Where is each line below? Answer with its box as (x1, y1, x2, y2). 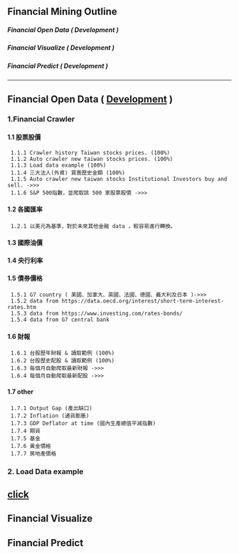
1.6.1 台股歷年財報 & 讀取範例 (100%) (10, 350, 115, 357)
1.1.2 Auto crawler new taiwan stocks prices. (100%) (10, 155, 174, 162)
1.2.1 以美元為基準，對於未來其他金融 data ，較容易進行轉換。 (10, 222, 176, 230)
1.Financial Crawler (7, 114, 75, 124)
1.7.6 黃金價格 (10, 442, 51, 449)
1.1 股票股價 (7, 133, 41, 142)
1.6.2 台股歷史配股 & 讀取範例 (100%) (10, 357, 115, 365)
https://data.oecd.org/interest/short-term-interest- (61, 298, 224, 305)
